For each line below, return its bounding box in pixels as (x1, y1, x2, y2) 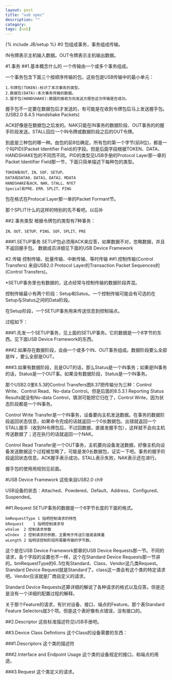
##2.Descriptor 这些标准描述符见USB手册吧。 (5, 619, 102, 625)
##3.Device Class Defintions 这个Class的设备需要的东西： (5, 630, 128, 636)
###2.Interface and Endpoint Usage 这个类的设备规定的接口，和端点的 (5, 651, 155, 657)
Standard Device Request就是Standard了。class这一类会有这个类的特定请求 (5, 567, 166, 573)
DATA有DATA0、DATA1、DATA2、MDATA (5, 176, 76, 181)
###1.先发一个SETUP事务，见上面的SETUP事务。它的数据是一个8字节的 (5, 329, 158, 336)
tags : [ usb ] (5, 27, 31, 32)
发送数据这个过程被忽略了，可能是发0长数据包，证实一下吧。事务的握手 (9, 449, 161, 455)
